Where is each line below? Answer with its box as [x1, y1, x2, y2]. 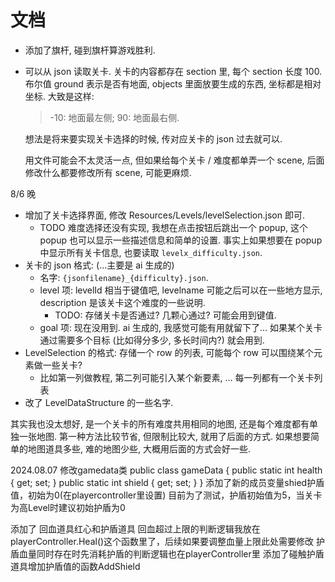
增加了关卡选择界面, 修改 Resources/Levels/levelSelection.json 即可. [24, 209, 305, 221]
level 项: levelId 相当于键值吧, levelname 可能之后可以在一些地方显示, [39, 284, 323, 296]
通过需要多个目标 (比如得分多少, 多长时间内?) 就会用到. [39, 334, 265, 346]
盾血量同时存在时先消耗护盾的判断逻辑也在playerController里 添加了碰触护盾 [10, 547, 325, 560]
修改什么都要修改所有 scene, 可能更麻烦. [24, 166, 192, 178]
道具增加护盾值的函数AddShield [10, 560, 141, 572]
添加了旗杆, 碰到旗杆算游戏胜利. [24, 44, 156, 56]
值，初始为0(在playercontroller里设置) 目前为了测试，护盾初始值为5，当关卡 [10, 489, 323, 501]
